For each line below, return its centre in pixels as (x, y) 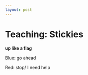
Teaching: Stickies (44, 34)
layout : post (19, 10)
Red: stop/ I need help (28, 67)
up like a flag (19, 48)
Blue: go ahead (21, 58)
